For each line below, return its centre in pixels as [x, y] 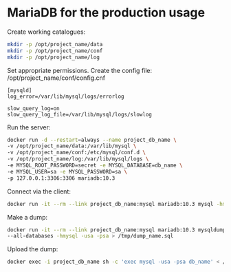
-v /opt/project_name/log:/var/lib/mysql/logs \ [78, 159]
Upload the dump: [33, 249]
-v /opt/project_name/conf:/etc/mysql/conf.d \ [77, 153]
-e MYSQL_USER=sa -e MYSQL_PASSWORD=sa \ [67, 171]
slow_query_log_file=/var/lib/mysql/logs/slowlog [80, 114]
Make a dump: [27, 217]
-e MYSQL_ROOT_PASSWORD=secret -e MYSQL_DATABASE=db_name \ [95, 166]
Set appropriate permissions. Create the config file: [80, 70]
